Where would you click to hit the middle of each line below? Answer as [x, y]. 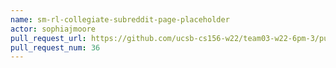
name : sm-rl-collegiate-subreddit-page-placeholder [120, 19]
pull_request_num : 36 [55, 47]
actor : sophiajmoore [53, 29]
